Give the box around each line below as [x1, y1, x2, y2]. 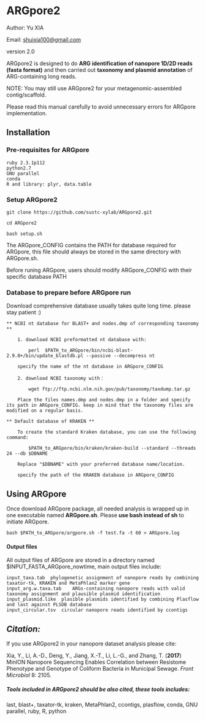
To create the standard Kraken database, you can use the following [17, 429, 196, 436]
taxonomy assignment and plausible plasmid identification [6, 591, 161, 597]
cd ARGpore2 [6, 220, 37, 226]
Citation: [6, 623, 41, 634]
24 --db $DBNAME [6, 450, 48, 457]
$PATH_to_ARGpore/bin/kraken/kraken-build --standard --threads [28, 445, 196, 452]
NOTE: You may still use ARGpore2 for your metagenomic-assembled [6, 84, 182, 92]
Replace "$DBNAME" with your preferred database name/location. [17, 461, 185, 468]
